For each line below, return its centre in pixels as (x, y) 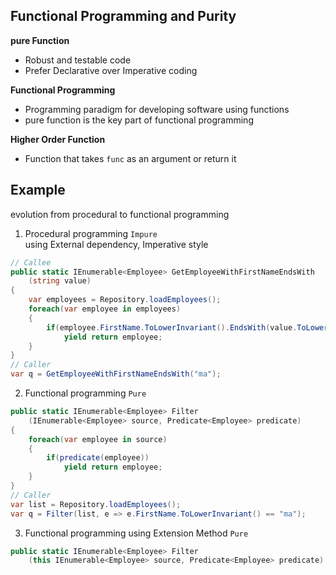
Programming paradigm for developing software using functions (157, 109)
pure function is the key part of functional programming (139, 120)
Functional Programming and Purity (123, 16)
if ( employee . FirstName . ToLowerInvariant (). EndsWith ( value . (172, 327)
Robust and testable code (78, 60)
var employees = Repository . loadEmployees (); (125, 300)
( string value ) (60, 281)
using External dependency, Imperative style (116, 244)
